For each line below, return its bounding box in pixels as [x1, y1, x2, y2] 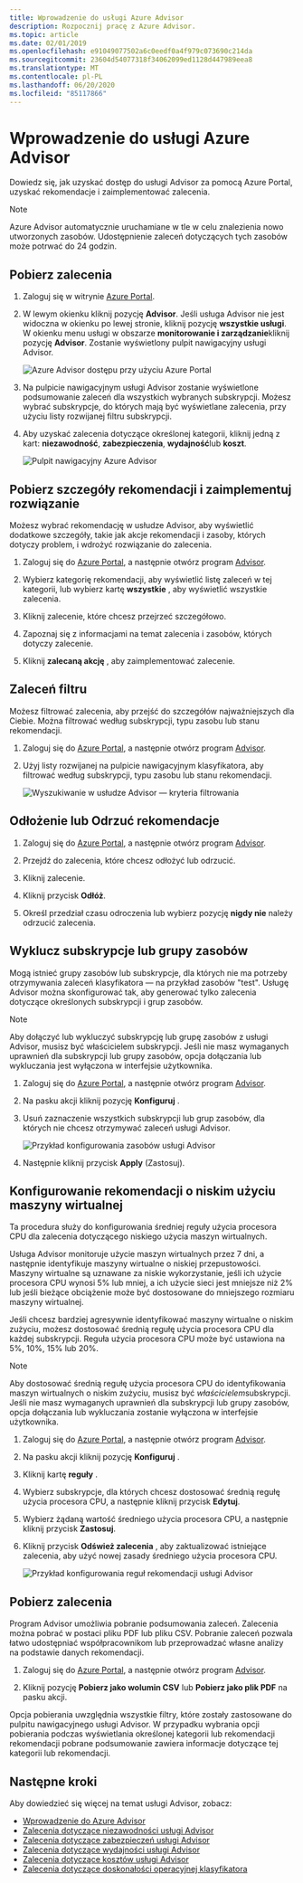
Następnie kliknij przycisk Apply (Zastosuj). [22, 1157, 185, 1168]
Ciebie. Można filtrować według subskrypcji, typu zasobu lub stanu [9, 715, 260, 726]
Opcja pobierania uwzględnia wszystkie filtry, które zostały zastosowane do [9, 1709, 292, 1720]
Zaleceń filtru [9, 682, 88, 697]
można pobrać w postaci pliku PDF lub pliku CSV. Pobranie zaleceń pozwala [9, 1628, 294, 1639]
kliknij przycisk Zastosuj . [22, 1523, 116, 1534]
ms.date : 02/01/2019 [9, 38, 88, 48]
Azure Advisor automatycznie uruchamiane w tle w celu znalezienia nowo [9, 222, 284, 232]
